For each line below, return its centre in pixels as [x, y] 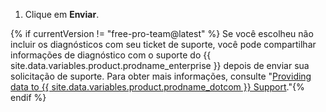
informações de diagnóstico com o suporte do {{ [111, 55]
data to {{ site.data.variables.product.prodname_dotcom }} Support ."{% [157, 87]
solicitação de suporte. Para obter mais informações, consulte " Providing [161, 76]
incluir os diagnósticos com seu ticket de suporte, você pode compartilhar [163, 44]
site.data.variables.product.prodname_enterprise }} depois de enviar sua [160, 65]
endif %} [28, 97]
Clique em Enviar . [62, 14]
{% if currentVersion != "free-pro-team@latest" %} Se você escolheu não [162, 33]
